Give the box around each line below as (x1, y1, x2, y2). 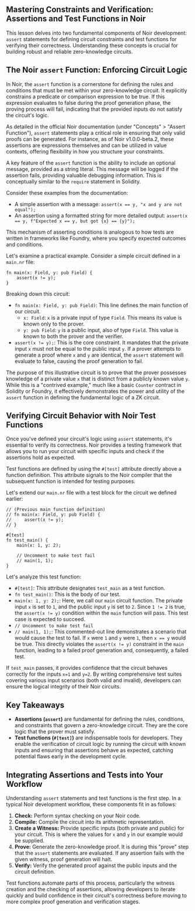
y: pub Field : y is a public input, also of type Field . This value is (23, 326, 179, 333)
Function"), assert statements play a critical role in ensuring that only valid (6, 129, 186, 136)
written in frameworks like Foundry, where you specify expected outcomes (6, 234, 186, 242)
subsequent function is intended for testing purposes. (6, 478, 135, 485)
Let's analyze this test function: (6, 573, 82, 580)
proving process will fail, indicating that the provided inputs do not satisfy (6, 105, 183, 112)
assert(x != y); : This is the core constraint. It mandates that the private (14, 339, 189, 346)
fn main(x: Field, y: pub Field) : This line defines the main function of (14, 302, 189, 309)
